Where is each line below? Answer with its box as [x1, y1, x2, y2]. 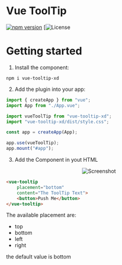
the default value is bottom [6, 253, 71, 260]
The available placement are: [6, 211, 77, 219]
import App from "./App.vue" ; [6, 102, 81, 109]
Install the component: [14, 64, 70, 71]
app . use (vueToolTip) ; [6, 140, 60, 146]
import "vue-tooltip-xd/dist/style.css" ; [6, 119, 110, 125]
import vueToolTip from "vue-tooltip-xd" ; [6, 113, 112, 119]
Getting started [6, 44, 83, 58]
